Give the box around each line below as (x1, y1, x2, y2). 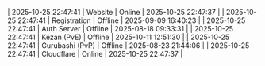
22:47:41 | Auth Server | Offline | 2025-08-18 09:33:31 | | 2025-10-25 (7, 24, 234, 33)
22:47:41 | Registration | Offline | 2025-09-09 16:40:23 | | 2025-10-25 (17, 16, 246, 25)
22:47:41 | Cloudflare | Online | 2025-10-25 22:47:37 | (7, 49, 183, 58)
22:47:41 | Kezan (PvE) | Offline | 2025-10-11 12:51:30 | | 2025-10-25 (7, 32, 230, 42)
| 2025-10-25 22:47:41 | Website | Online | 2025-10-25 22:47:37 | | (7, 8, 225, 16)
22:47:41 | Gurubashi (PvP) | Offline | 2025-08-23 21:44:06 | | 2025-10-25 (7, 41, 250, 50)
